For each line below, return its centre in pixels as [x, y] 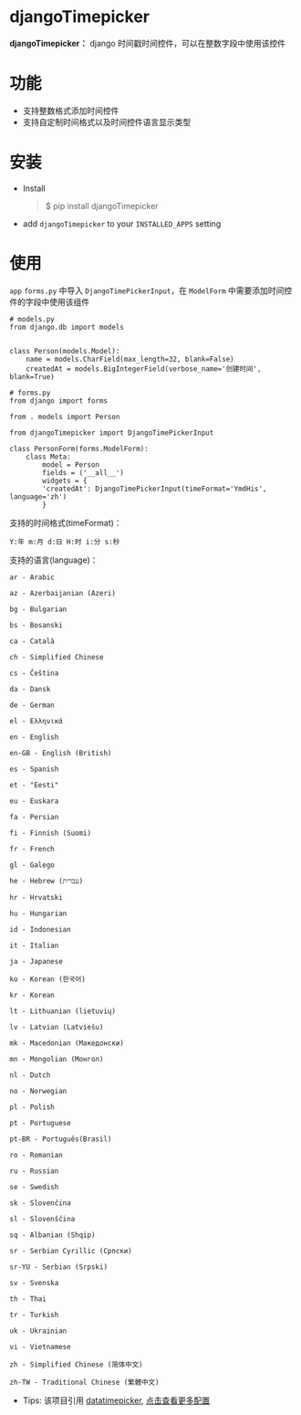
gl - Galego [32, 865]
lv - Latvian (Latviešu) [57, 1027]
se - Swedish [34, 1187]
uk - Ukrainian [38, 1331]
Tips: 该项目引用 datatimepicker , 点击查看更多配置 [116, 1400]
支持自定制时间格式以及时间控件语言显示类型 [107, 121]
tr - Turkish [34, 1315]
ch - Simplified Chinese [57, 657]
